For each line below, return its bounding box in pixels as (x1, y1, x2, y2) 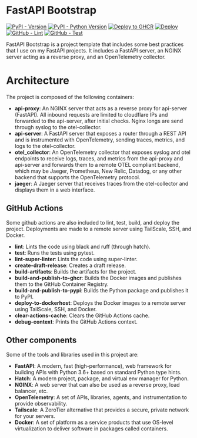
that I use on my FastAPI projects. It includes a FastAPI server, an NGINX (6, 47, 182, 54)
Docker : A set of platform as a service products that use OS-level (14, 419, 173, 426)
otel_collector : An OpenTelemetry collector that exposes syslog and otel (14, 149, 191, 156)
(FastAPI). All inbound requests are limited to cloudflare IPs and (14, 111, 168, 118)
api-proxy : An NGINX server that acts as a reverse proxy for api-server (14, 104, 187, 112)
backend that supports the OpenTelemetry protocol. (14, 173, 141, 180)
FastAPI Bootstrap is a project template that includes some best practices (6, 41, 184, 48)
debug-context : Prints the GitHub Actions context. (14, 318, 138, 325)
